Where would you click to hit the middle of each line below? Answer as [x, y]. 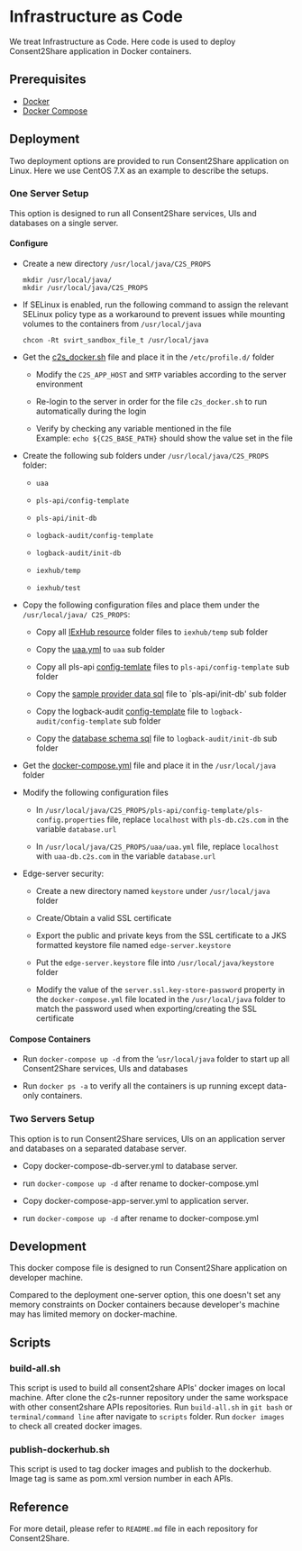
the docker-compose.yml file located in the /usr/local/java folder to [160, 999]
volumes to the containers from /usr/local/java [112, 324]
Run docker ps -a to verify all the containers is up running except [143, 1086]
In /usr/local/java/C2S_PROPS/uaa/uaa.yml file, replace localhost [157, 847]
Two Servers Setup [52, 1119]
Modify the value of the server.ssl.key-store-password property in [160, 990]
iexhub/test [58, 588]
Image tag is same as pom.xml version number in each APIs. [121, 1479]
